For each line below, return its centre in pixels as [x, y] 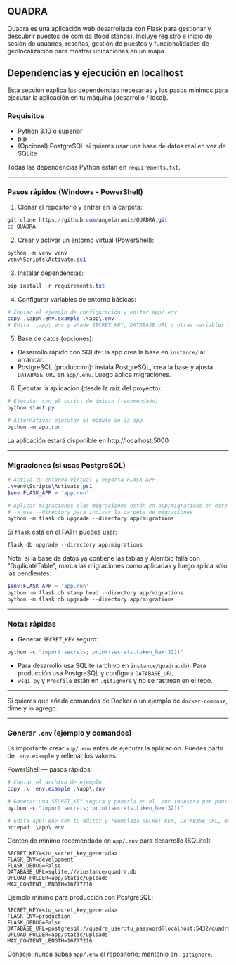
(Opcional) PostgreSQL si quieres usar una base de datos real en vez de [122, 146]
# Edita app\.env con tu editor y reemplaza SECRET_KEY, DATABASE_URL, [114, 821]
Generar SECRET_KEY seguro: [58, 639]
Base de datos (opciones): [55, 339]
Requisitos [26, 115]
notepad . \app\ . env [36, 827]
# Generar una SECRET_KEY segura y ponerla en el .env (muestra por [110, 801]
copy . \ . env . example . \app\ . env [56, 789]
